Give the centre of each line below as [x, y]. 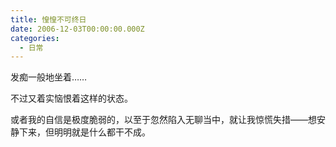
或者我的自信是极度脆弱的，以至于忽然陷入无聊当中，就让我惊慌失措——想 [163, 120]
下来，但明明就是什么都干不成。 [84, 132]
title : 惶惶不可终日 [48, 19]
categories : [35, 38]
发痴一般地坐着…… [49, 77]
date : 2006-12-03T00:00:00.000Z [77, 29]
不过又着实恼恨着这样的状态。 [71, 98]
